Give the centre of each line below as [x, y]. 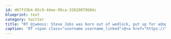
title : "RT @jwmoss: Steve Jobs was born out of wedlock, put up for [81, 24]
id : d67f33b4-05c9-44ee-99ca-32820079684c [51, 10]
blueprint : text [22, 15]
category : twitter [25, 19]
